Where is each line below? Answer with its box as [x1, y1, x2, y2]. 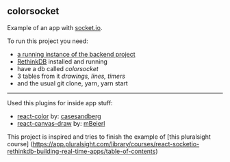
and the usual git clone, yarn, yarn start [16, 79, 128, 87]
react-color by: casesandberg [16, 112, 101, 120]
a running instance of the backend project [16, 50, 136, 58]
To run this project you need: [7, 37, 89, 45]
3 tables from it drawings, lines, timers [16, 72, 125, 80]
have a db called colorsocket [16, 64, 99, 72]
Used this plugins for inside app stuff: [7, 98, 113, 107]
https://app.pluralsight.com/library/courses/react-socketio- [32, 139, 200, 148]
